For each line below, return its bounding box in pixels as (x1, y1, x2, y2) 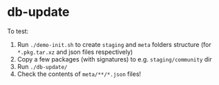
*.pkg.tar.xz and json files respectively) (17, 48, 133, 56)
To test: (7, 27, 29, 35)
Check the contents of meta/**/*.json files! (17, 70, 142, 78)
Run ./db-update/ (17, 62, 68, 70)
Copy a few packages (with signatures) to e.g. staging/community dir (17, 55, 212, 63)
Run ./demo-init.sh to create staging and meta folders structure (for (17, 40, 212, 48)
